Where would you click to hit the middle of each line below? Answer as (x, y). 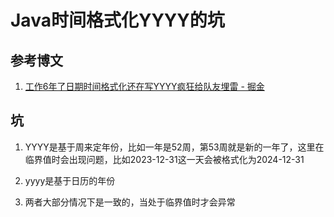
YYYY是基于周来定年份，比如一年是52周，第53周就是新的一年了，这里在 (174, 147)
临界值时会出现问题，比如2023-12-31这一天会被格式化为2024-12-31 (164, 159)
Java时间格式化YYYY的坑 (117, 20)
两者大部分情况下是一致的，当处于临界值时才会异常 (130, 202)
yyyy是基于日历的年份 (70, 180)
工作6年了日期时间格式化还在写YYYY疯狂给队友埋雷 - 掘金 (144, 86)
